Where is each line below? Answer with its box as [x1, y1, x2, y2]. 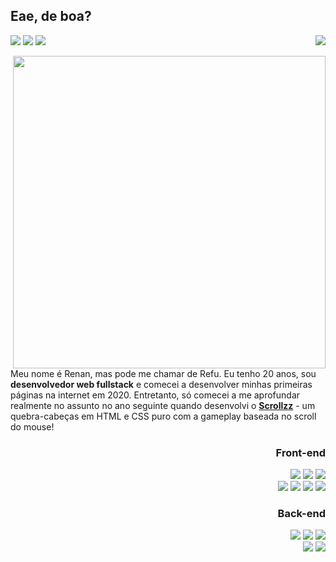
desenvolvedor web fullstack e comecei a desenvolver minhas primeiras [10, 378, 313, 390]
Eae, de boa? [10, 8, 92, 25]
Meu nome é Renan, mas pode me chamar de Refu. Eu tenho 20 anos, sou [10, 367, 317, 379]
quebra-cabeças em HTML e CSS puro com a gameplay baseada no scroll [10, 410, 317, 422]
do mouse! [10, 420, 55, 433]
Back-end [277, 507, 326, 521]
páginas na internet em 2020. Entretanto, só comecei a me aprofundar [10, 389, 301, 401]
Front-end [275, 445, 326, 459]
